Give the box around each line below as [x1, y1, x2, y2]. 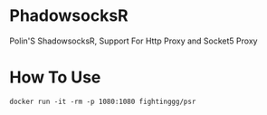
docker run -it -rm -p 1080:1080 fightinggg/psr [9, 97, 196, 106]
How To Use [9, 67, 101, 88]
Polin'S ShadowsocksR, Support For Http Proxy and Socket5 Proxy [9, 35, 258, 46]
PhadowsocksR [9, 5, 129, 26]
